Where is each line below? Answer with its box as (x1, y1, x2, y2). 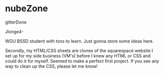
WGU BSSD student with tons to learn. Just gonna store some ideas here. (5, 38, 154, 44)
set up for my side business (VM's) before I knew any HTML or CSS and (5, 52, 151, 59)
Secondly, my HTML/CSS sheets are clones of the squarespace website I (5, 48, 153, 53)
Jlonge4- (5, 28, 24, 34)
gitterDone (5, 19, 27, 25)
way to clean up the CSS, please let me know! (5, 63, 98, 69)
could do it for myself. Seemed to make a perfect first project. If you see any (5, 58, 160, 64)
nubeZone (5, 3, 48, 14)
